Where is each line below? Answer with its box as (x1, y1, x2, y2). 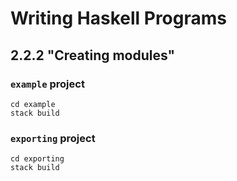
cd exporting (10, 154, 65, 164)
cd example (10, 99, 56, 109)
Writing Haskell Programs (10, 7, 227, 30)
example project (10, 77, 85, 91)
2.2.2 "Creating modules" (10, 47, 176, 64)
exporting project (10, 131, 96, 145)
